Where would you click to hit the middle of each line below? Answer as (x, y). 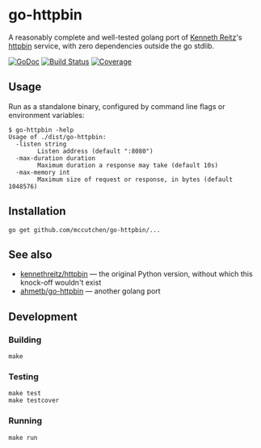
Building (25, 340)
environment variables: (46, 115)
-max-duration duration (55, 158)
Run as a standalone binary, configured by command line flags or (117, 106)
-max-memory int (43, 172)
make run (23, 437)
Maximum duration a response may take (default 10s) (128, 165)
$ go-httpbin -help (41, 130)
